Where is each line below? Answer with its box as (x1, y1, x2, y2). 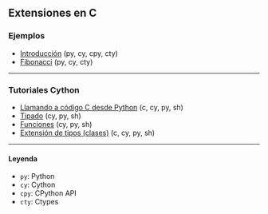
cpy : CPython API (19, 188, 77, 198)
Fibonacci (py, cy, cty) (19, 57, 93, 66)
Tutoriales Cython (8, 84, 80, 95)
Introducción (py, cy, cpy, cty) (19, 48, 118, 58)
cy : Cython (19, 180, 56, 190)
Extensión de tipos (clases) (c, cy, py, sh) (19, 128, 156, 137)
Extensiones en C (8, 6, 97, 20)
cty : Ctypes (19, 197, 59, 207)
